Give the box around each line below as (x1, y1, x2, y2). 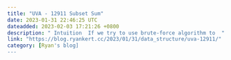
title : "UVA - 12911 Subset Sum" (7, 10, 104, 17)
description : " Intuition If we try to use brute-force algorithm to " (7, 29, 225, 37)
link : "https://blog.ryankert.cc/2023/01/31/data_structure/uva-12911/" (7, 36, 222, 43)
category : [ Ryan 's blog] (7, 42, 79, 49)
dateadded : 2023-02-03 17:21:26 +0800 (7, 23, 119, 30)
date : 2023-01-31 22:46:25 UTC (7, 17, 98, 23)
